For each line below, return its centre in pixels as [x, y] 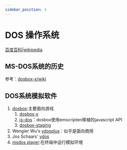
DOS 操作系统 [32, 35]
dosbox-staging [35, 125]
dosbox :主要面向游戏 [33, 109]
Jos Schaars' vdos [31, 136]
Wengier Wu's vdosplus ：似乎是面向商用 [53, 131]
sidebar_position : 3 [26, 9]
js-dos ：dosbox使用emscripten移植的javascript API [71, 120]
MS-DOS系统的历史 [34, 66]
